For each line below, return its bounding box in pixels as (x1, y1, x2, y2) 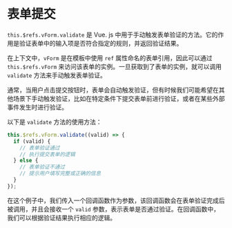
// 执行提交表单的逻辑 (19, 151, 76, 158)
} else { (13, 157, 39, 164)
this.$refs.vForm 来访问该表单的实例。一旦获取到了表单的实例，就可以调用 (7, 62, 222, 70)
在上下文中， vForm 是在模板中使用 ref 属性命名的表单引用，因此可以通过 (7, 53, 213, 62)
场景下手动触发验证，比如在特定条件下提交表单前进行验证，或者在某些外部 (12, 94, 225, 102)
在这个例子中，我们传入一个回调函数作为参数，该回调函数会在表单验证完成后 (7, 196, 225, 205)
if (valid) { (13, 137, 51, 145)
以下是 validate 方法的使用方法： (7, 117, 102, 126)
